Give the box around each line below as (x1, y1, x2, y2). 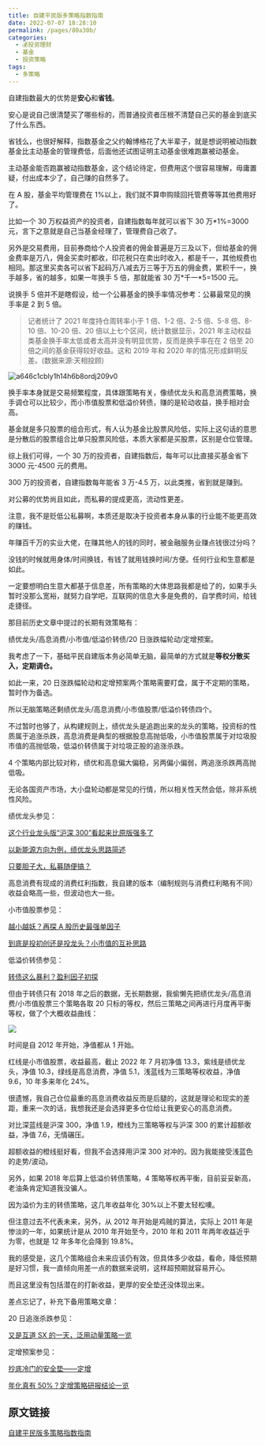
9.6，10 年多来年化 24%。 (8, 1076, 94, 1086)
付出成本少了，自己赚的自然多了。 (21, 173, 132, 182)
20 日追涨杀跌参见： (8, 1313, 75, 1323)
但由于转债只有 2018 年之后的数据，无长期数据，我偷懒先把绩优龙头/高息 (8, 989, 244, 998)
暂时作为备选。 (8, 688, 57, 697)
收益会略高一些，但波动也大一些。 (8, 888, 119, 897)
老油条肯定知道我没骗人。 (8, 1183, 91, 1192)
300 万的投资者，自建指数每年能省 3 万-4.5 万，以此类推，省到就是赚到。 (8, 477, 247, 486)
